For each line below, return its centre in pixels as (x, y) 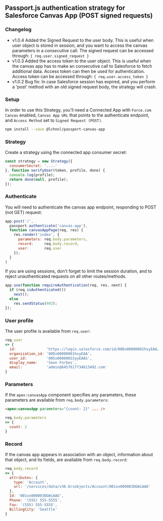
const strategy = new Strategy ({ (39, 161)
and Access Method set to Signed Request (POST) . (54, 120)
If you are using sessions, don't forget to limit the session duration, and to (79, 271)
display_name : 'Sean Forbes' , (43, 363)
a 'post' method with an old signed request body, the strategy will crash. (84, 87)
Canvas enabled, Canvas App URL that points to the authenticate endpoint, (77, 115)
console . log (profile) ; (32, 175)
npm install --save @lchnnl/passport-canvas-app (55, 129)
